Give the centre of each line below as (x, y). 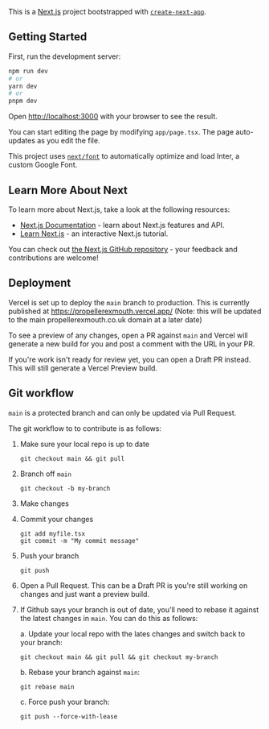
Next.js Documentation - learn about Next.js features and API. (122, 225)
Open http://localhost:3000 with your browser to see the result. (113, 117)
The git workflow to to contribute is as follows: (85, 428)
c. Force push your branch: (65, 702)
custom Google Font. (43, 165)
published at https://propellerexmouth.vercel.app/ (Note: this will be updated (135, 311)
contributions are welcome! (53, 258)
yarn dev (23, 86)
